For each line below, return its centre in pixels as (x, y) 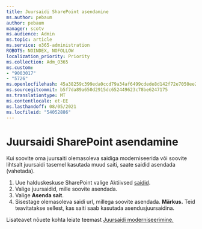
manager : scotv (25, 28)
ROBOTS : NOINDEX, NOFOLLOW (40, 51)
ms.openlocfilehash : (32, 85)
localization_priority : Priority (48, 56)
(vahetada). (20, 171)
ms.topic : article (29, 40)
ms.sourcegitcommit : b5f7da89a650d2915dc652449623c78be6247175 (87, 90)
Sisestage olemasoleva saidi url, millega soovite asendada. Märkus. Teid (105, 202)
